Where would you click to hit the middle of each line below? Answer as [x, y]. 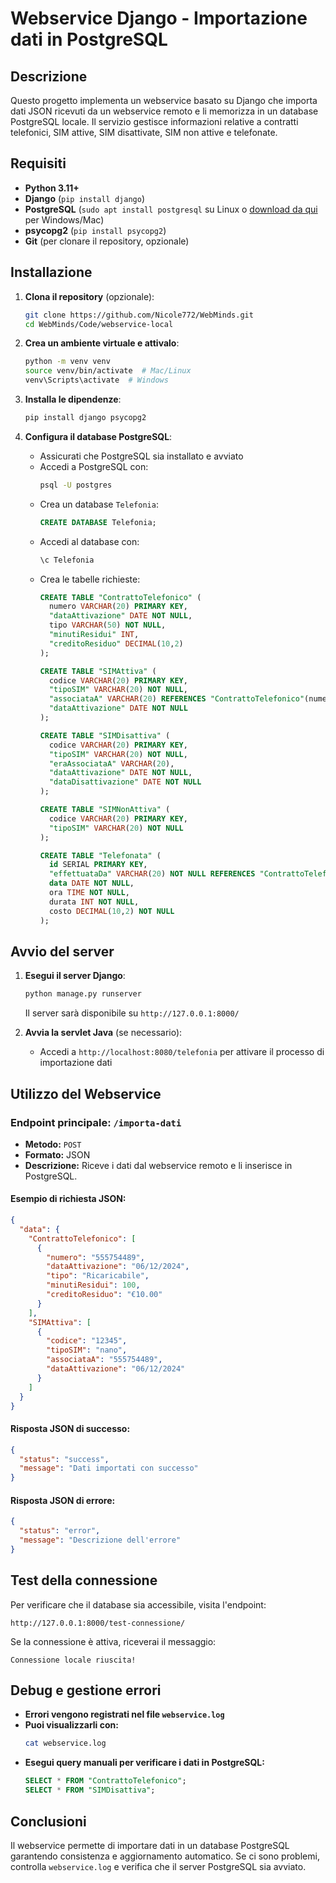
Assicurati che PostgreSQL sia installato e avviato [141, 456]
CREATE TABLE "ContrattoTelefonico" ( [120, 597]
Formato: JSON [57, 1154]
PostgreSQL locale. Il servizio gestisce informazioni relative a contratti [154, 121]
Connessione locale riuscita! [73, 1660]
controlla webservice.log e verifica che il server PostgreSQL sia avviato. [158, 1866]
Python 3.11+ [52, 188]
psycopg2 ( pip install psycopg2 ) [95, 230]
